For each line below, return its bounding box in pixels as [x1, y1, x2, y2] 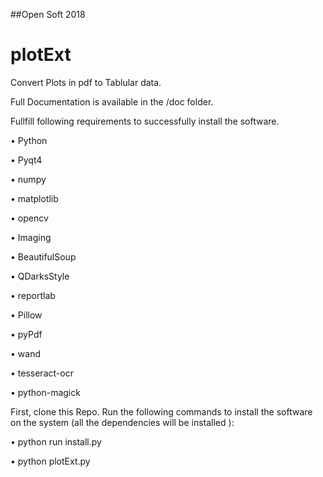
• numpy [10, 173, 47, 185]
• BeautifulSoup [10, 250, 77, 263]
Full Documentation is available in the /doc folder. [10, 95, 214, 108]
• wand [10, 347, 41, 359]
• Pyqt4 [10, 154, 43, 166]
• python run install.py [10, 435, 102, 448]
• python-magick [10, 386, 81, 398]
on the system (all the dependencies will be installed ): [10, 416, 235, 428]
